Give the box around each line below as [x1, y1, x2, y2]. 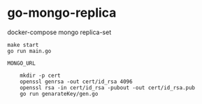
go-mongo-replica [7, 5, 117, 21]
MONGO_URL [7, 59, 36, 67]
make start [7, 41, 39, 48]
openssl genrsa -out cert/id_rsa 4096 [20, 78, 133, 85]
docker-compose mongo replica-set [7, 28, 112, 36]
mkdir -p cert [20, 72, 61, 79]
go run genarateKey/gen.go [20, 90, 99, 97]
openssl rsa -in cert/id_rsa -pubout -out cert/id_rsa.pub [20, 84, 196, 91]
